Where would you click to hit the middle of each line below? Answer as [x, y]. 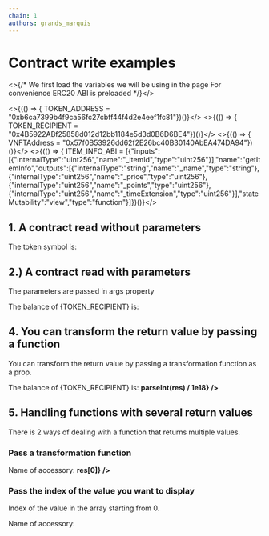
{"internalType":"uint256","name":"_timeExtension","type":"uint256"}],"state [133, 194]
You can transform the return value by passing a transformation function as [132, 363]
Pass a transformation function [70, 453]
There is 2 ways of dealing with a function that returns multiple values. [124, 432]
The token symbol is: [43, 247]
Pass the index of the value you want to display [101, 490]
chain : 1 [23, 16]
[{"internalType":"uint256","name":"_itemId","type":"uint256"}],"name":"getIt [134, 160]
